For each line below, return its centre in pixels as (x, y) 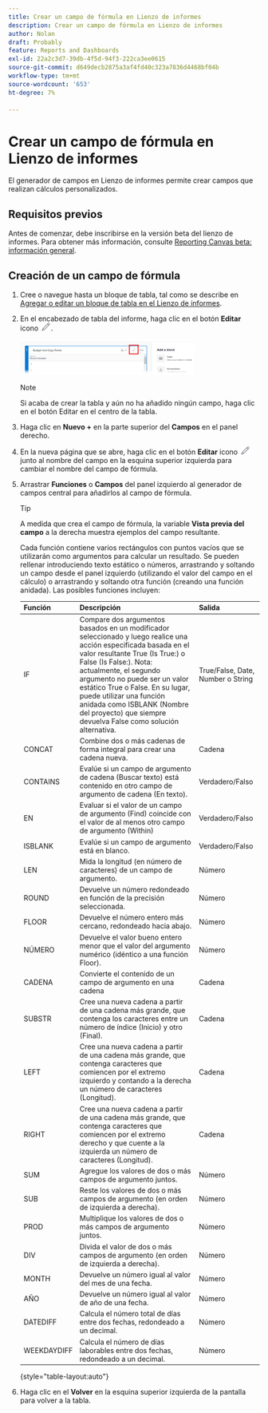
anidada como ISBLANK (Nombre (134, 704)
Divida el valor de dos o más (126, 1246)
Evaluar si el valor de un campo (130, 805)
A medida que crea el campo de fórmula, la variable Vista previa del (132, 524)
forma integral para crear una (127, 749)
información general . (43, 251)
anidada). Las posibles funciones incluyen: (90, 590)
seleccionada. (102, 907)
